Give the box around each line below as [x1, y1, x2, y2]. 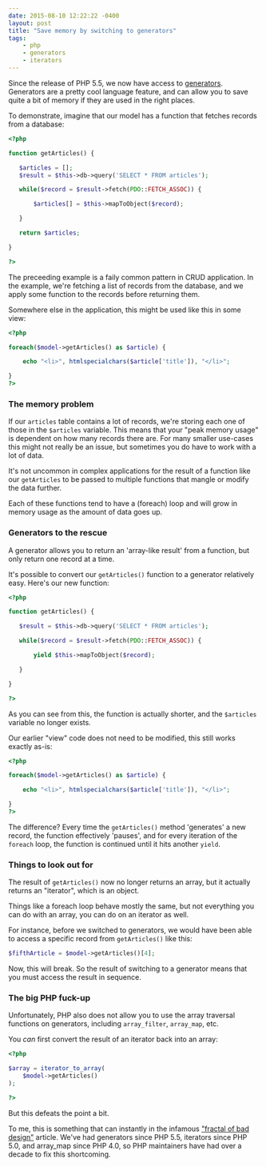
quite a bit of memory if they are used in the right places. [8, 95, 196, 105]
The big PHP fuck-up [8, 993, 90, 1004]
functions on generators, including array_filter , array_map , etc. [8, 1019, 220, 1029]
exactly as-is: [8, 741, 53, 751]
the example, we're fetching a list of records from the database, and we [8, 281, 244, 291]
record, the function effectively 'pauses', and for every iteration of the [8, 830, 238, 840]
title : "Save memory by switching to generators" [8, 26, 177, 34]
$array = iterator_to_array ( [8, 1065, 105, 1073]
